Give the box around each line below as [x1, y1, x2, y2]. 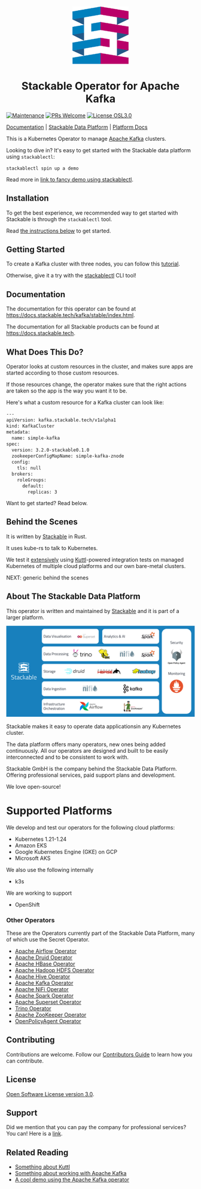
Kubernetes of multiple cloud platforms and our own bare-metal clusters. [6, 562, 186, 569]
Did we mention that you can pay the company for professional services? [6, 1124, 187, 1131]
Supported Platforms [6, 804, 112, 817]
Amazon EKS [14, 841, 47, 849]
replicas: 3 [28, 489, 58, 495]
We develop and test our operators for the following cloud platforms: [6, 823, 175, 831]
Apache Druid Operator [14, 954, 73, 961]
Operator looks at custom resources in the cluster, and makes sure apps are [6, 363, 193, 370]
